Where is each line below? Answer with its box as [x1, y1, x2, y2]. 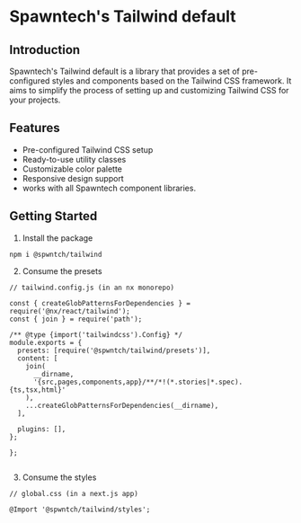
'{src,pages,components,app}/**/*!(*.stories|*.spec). [32, 377, 243, 386]
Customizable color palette [22, 164, 123, 174]
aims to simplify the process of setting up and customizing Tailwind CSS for [9, 85, 289, 95]
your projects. [9, 94, 61, 105]
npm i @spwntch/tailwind [9, 250, 102, 259]
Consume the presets [22, 265, 102, 276]
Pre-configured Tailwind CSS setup [22, 144, 154, 155]
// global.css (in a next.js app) [9, 489, 139, 498]
